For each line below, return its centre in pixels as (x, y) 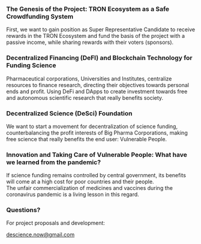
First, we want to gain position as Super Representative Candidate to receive (101, 29)
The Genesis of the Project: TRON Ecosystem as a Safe (88, 9)
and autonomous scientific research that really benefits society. (85, 97)
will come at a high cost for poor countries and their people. (80, 181)
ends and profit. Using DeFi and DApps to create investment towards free (97, 91)
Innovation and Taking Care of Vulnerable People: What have (97, 154)
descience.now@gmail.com (40, 235)
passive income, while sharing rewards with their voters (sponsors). (90, 42)
